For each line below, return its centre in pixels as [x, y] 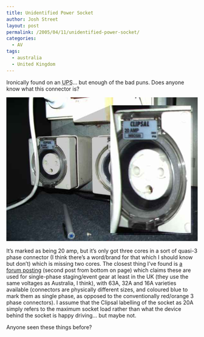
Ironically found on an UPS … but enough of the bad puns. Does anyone [95, 82]
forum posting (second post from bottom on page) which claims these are [99, 270]
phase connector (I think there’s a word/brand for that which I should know [100, 257]
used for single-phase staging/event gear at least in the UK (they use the [97, 276]
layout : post [23, 26]
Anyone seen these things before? [49, 327]
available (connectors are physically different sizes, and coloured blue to [97, 290]
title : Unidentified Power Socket [50, 13]
